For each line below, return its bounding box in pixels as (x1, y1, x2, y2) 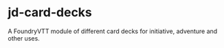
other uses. (8, 34, 40, 42)
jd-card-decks (8, 5, 92, 20)
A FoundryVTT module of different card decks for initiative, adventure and (8, 27, 218, 35)
